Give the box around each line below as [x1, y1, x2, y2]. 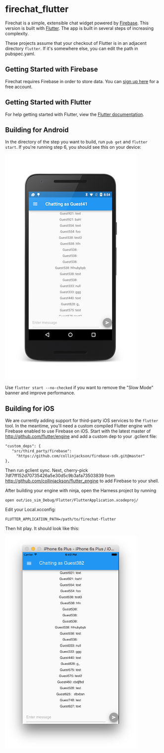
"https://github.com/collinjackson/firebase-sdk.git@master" [16, 454, 145, 459]
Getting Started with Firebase [5, 65, 98, 74]
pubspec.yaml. [5, 51, 36, 57]
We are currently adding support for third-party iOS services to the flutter [5, 418, 159, 424]
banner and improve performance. [5, 390, 75, 396]
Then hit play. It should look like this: [5, 526, 80, 532]
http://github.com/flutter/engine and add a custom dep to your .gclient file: [5, 433, 158, 439]
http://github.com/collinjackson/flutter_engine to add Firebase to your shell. [5, 478, 160, 484]
